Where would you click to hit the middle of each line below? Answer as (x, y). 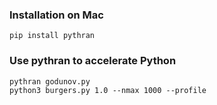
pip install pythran (52, 36)
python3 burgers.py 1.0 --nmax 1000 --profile (108, 90)
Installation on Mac (56, 15)
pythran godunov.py (50, 81)
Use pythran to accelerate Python (93, 61)
